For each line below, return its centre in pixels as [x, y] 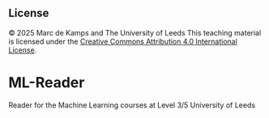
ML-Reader [47, 82]
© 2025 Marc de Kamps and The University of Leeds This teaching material [135, 32]
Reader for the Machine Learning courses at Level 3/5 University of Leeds [132, 105]
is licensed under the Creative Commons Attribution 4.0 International [123, 41]
